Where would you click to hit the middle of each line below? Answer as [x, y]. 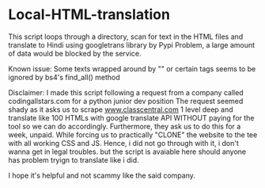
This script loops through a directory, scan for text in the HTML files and [126, 36]
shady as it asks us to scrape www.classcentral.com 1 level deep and [121, 109]
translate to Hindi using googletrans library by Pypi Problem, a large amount [132, 44]
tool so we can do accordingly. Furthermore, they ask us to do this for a [125, 126]
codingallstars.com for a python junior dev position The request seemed [126, 101]
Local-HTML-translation [89, 15]
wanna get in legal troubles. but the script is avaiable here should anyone [127, 152]
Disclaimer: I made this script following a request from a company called [126, 92]
